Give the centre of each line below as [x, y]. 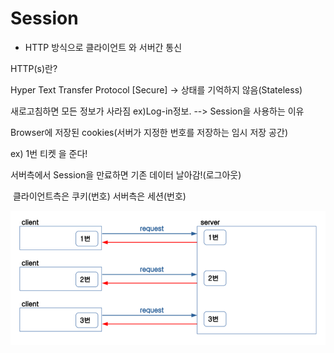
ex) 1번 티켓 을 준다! [49, 153]
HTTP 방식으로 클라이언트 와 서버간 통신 [103, 47]
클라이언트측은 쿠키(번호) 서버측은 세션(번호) [99, 196]
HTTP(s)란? [34, 68]
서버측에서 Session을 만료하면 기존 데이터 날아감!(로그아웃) [126, 174]
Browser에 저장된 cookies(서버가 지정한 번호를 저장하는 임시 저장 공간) [149, 132]
